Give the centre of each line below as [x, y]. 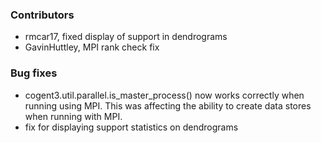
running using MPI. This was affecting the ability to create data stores [168, 105]
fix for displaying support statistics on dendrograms [131, 127]
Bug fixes [34, 73]
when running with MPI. [73, 116]
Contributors [42, 15]
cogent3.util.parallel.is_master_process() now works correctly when [164, 95]
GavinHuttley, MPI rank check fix [92, 47]
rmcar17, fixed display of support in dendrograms [126, 37]
